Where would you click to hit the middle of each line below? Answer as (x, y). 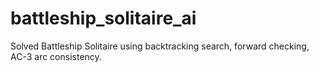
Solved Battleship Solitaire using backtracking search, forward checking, (160, 46)
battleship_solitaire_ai (103, 18)
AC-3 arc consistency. (56, 56)
